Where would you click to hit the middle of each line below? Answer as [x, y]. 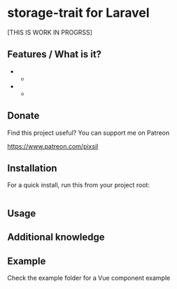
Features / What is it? [55, 54]
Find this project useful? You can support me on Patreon [88, 133]
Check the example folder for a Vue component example [89, 278]
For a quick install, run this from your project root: [79, 185]
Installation [32, 168]
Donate [23, 116]
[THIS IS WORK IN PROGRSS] [50, 32]
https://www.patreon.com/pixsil [53, 146]
